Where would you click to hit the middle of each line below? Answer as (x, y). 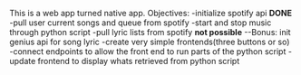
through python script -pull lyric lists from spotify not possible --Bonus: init (150, 32)
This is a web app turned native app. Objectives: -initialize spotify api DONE (151, 13)
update (23, 61)
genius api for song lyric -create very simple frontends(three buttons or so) (150, 42)
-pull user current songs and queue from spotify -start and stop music (141, 23)
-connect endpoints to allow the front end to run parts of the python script (148, 52)
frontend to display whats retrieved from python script (139, 61)
